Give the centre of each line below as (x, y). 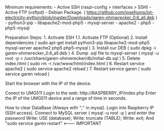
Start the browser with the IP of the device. (48, 83)
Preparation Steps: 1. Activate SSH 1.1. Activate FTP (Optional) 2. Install (76, 37)
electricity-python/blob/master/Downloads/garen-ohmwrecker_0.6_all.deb (80, 17)
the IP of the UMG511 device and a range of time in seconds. (66, 98)
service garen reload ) (27, 74)
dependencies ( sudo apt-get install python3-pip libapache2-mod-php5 (78, 43)
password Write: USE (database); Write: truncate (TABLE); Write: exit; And (80, 118)
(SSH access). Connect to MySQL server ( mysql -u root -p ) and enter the (80, 113)
